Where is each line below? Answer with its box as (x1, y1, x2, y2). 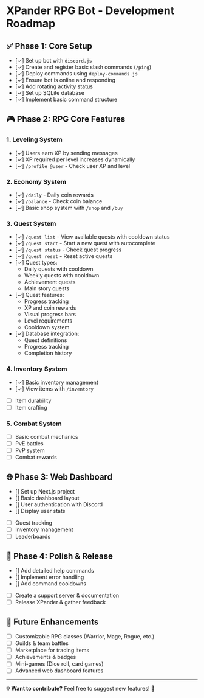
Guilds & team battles (15, 640, 69, 647)
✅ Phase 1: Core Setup (6, 41, 93, 51)
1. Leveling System (6, 135, 63, 144)
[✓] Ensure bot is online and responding (15, 77, 116, 83)
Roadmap (6, 16, 56, 30)
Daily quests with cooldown (24, 265, 93, 273)
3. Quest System (6, 219, 56, 228)
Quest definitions (24, 337, 67, 344)
